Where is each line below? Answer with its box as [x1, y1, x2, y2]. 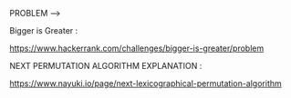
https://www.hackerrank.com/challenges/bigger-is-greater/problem [9, 43, 265, 54]
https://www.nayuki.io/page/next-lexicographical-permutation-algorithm [9, 78, 283, 89]
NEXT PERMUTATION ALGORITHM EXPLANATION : [9, 61, 203, 71]
